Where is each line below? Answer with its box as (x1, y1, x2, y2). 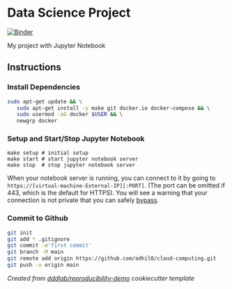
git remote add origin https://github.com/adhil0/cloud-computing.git (7, 255, 217, 262)
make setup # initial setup (7, 149, 89, 157)
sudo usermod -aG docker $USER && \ (16, 111, 123, 118)
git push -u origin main (7, 262, 79, 269)
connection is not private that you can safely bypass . (7, 196, 159, 204)
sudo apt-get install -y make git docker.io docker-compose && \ (16, 104, 210, 112)
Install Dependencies (7, 82, 81, 92)
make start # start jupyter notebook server (7, 156, 139, 163)
